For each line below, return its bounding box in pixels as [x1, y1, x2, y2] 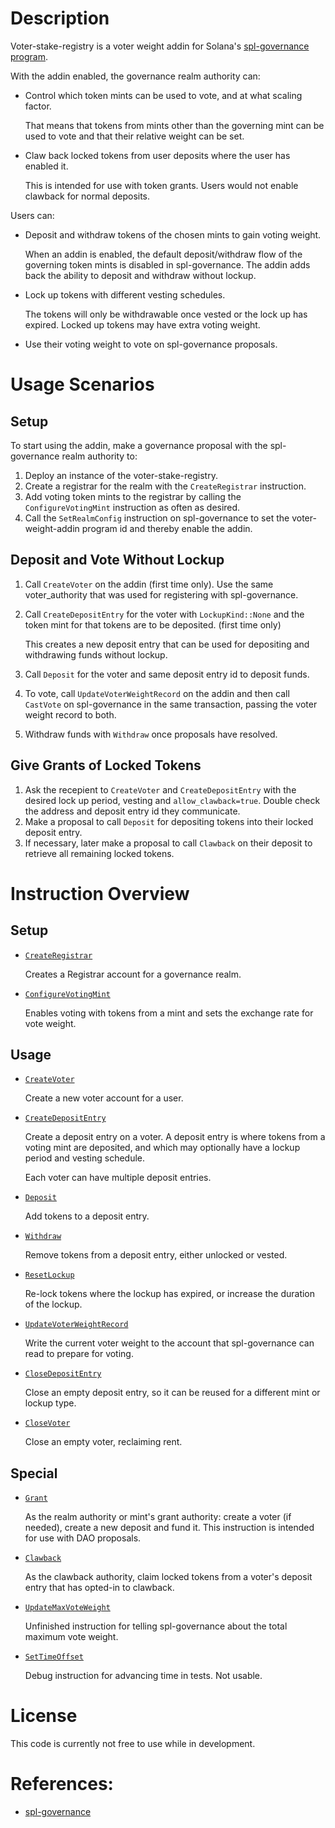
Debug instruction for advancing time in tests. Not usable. [24, 1670, 263, 1682]
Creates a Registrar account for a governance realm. [24, 968, 242, 980]
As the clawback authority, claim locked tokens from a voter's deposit [24, 1571, 313, 1583]
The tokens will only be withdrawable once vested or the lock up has [24, 308, 308, 320]
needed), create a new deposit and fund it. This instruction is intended [24, 1522, 315, 1534]
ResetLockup [24, 1270, 75, 1281]
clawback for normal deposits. [24, 190, 151, 202]
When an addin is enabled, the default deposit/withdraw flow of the [24, 248, 303, 260]
